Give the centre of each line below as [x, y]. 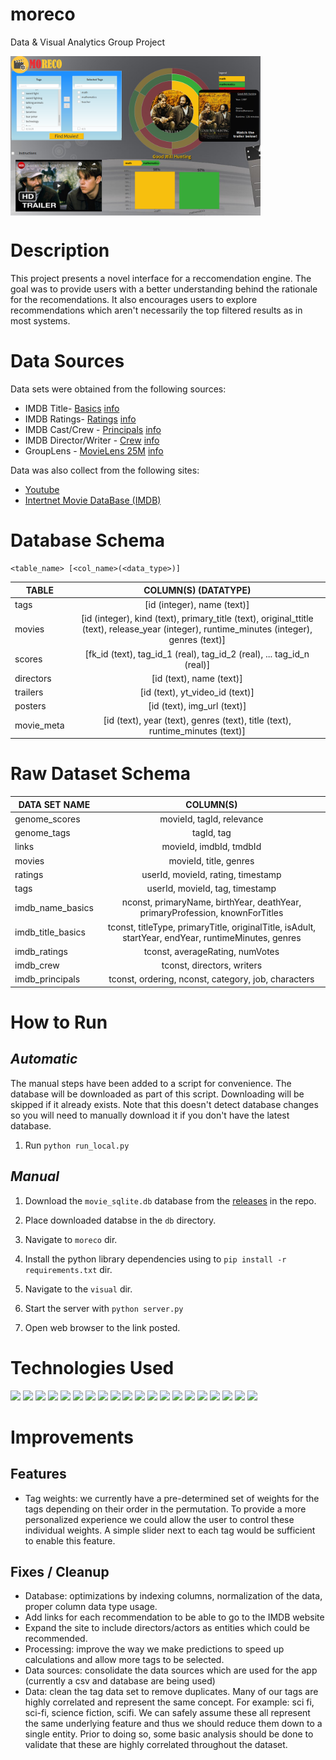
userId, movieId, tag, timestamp [211, 889]
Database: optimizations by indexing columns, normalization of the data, [173, 1596]
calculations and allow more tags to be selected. [124, 1660]
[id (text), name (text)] [197, 678]
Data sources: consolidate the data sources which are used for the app [171, 1670]
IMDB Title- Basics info [72, 408]
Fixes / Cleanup [60, 1572]
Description [60, 250]
